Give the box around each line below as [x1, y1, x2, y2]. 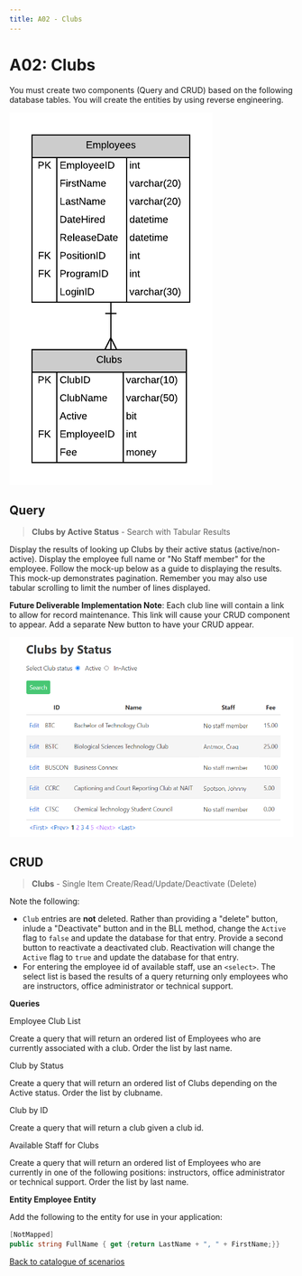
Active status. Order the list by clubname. [9, 1087, 163, 1098]
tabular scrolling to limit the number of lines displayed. [9, 583, 211, 594]
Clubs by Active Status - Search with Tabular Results [31, 527, 231, 538]
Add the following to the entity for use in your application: [9, 1212, 223, 1223]
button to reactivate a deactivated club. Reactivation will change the [22, 943, 275, 953]
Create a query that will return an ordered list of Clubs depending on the [9, 1078, 278, 1089]
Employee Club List [9, 1016, 81, 1027]
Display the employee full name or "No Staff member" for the [39, 554, 266, 565]
